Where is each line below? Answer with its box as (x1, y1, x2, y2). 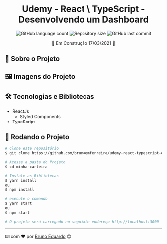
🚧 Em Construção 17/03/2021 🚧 (51, 40, 116, 46)
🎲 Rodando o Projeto (5, 133, 70, 141)
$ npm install (5, 187, 35, 192)
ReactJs (12, 108, 29, 114)
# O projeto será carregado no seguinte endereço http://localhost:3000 (5, 219, 159, 224)
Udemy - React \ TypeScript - (22, 3, 145, 15)
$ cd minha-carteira (5, 164, 48, 169)
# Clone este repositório (5, 146, 59, 151)
